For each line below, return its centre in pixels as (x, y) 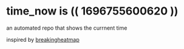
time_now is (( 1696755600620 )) (92, 11)
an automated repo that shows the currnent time (67, 28)
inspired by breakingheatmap (43, 39)
